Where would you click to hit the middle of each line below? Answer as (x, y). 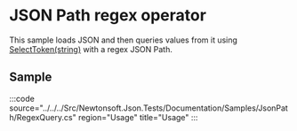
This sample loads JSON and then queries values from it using (124, 40)
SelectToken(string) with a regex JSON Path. (91, 49)
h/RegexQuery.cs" (43, 117)
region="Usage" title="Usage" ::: (138, 117)
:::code (22, 98)
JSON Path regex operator (108, 15)
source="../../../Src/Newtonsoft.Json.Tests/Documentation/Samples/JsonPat (149, 108)
